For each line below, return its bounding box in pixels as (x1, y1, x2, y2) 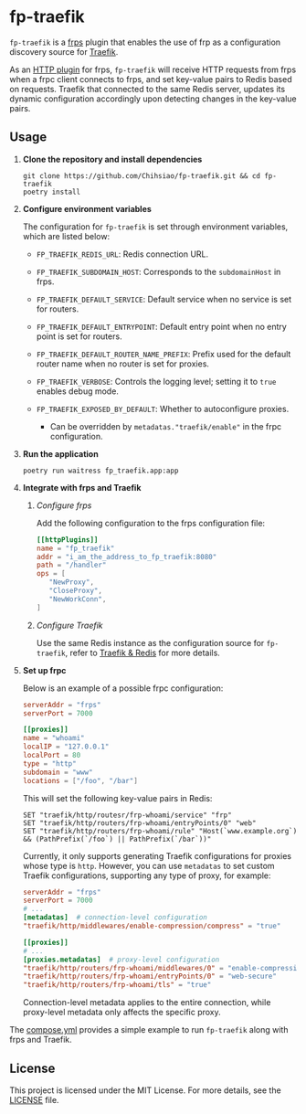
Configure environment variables (22, 203, 153, 214)
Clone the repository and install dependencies (22, 154, 203, 164)
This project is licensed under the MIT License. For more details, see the (9, 1085, 281, 1096)
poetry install (22, 187, 81, 196)
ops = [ (36, 569, 66, 578)
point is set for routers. (36, 331, 122, 342)
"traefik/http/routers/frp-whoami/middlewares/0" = (22, 963, 224, 972)
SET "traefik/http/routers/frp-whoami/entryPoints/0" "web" (22, 818, 257, 828)
